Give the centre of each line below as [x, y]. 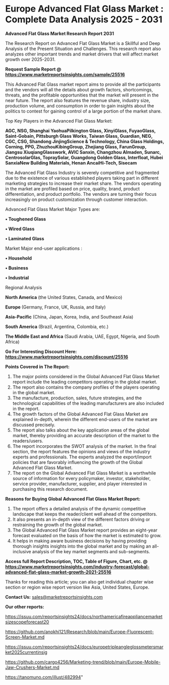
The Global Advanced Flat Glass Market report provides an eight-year [85, 530]
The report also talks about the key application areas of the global [81, 430]
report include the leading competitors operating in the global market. [85, 382]
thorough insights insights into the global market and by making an [82, 546]
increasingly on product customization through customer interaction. [76, 199]
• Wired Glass [20, 229]
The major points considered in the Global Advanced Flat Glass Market [86, 376]
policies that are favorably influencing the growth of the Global [77, 462]
